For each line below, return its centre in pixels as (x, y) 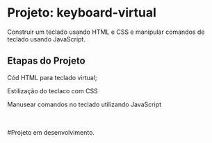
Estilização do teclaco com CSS (53, 90)
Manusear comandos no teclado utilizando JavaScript (84, 104)
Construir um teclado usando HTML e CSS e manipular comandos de (106, 32)
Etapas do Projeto (46, 61)
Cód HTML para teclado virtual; (52, 77)
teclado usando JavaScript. (46, 39)
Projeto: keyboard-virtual (82, 13)
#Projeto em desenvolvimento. (51, 132)
